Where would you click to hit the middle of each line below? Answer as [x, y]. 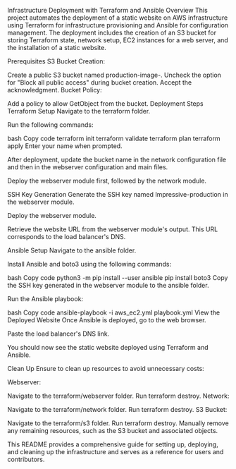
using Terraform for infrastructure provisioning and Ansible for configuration [118, 25]
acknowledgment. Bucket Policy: [55, 90]
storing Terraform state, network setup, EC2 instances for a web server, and [118, 40]
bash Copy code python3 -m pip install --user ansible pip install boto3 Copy [118, 278]
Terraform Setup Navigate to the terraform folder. [79, 111]
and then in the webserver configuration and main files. [88, 167]
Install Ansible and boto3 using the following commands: [89, 264]
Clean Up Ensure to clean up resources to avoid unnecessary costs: [106, 368]
